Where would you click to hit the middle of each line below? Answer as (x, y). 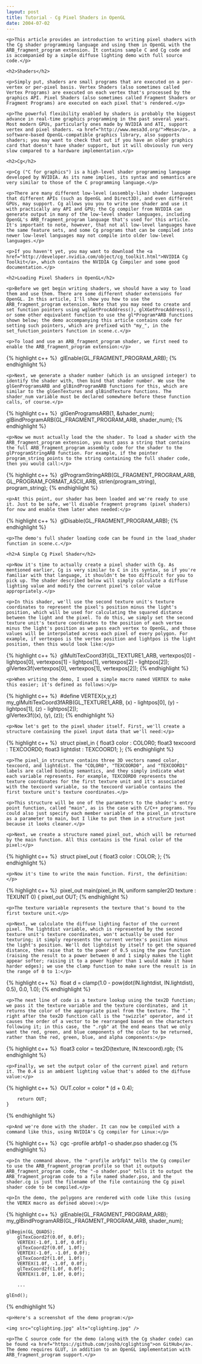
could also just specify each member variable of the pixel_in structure (101, 814)
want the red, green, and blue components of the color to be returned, (100, 1032)
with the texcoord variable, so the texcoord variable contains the (94, 787)
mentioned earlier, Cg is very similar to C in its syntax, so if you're (101, 570)
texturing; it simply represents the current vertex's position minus (97, 940)
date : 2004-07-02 (28, 23)
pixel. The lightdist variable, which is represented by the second (94, 929)
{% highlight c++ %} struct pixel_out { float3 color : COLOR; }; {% (89, 857)
